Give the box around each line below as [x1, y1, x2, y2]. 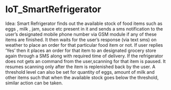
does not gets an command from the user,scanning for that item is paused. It [5, 58, 166, 64]
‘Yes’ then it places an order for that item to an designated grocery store [5, 47, 157, 53]
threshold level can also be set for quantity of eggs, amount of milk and [5, 69, 155, 75]
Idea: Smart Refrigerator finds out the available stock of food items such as [5, 20, 163, 26]
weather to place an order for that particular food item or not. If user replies [5, 42, 163, 48]
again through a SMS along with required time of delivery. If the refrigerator [5, 52, 163, 59]
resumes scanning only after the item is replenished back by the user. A [5, 64, 156, 70]
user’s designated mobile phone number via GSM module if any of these [5, 31, 157, 37]
